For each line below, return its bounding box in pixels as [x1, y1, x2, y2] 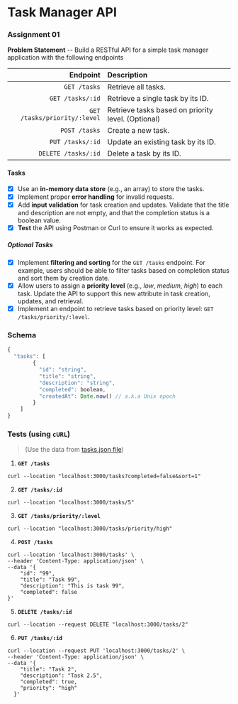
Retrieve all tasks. [107, 82, 166, 92]
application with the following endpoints [7, 53, 124, 62]
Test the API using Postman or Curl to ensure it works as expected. [17, 223, 214, 232]
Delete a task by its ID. [107, 148, 182, 158]
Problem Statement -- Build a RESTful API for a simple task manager [7, 45, 209, 54]
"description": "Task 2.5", [20, 672, 103, 679]
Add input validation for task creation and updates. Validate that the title [17, 200, 229, 209]
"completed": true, [20, 678, 78, 686]
